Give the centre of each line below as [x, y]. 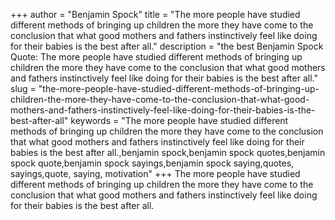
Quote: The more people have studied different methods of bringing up [156, 57]
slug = [23, 88]
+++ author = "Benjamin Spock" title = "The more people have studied [155, 14]
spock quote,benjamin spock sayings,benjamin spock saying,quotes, [152, 163]
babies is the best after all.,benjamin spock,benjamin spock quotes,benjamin [168, 152]
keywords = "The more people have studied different [179, 120]
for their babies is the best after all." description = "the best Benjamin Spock [167, 46]
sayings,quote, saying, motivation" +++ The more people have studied [155, 173]
